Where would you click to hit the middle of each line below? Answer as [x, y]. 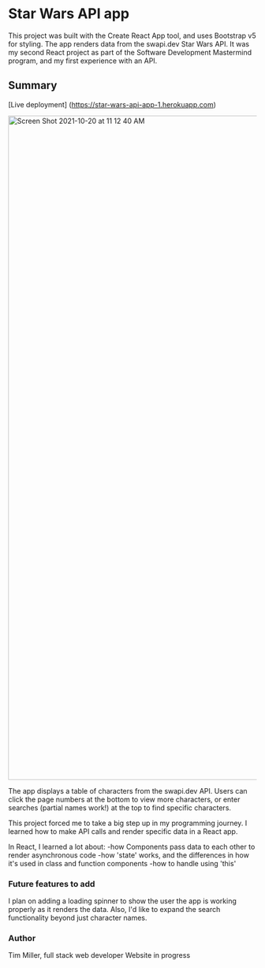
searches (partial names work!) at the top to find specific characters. [119, 807]
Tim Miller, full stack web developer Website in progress [99, 955]
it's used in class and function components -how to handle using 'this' [122, 863]
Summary [33, 86]
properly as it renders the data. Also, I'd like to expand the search [114, 910]
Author [22, 938]
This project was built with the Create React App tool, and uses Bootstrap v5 [132, 36]
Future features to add [52, 884]
